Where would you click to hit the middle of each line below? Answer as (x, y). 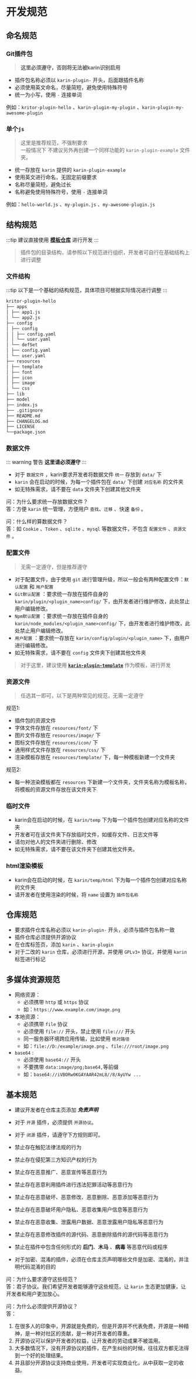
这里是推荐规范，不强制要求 (54, 143)
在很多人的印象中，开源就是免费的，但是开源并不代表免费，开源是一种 (99, 1326)
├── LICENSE (20, 427)
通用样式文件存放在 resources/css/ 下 (60, 750)
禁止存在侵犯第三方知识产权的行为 (56, 1160)
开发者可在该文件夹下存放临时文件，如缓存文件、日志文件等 (86, 835)
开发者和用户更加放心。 (34, 1294)
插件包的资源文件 (35, 721)
